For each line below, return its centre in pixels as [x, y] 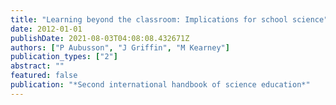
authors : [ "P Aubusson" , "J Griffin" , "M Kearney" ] [120, 47]
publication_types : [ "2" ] [64, 57]
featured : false [44, 76]
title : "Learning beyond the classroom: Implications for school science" [169, 19]
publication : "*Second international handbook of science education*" [160, 85]
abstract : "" [37, 66]
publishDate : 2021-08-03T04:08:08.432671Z [100, 38]
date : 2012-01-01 [46, 29]
